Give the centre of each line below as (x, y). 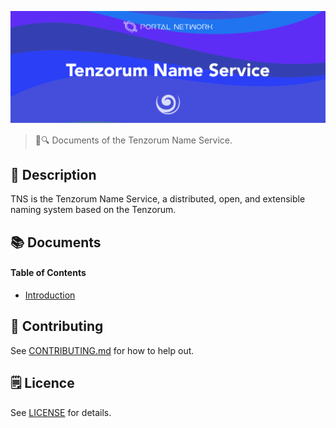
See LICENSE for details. (61, 412)
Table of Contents (48, 273)
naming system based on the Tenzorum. (93, 210)
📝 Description (53, 175)
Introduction (50, 295)
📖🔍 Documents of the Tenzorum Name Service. (133, 140)
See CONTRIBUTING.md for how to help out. (102, 350)
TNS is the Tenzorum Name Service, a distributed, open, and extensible (158, 199)
